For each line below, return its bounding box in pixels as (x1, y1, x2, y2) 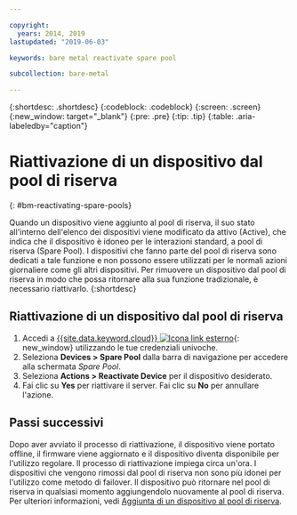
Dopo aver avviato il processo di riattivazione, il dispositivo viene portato (9, 439, 276, 449)
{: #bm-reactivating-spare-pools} (9, 200, 132, 211)
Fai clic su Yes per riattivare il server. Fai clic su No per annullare (21, 380, 260, 390)
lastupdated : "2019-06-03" (9, 37, 109, 46)
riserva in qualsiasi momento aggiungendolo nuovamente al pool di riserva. (9, 486, 285, 496)
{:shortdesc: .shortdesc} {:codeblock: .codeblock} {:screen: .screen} (9, 101, 261, 112)
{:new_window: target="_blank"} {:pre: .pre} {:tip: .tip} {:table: (9, 111, 234, 122)
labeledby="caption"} (9, 121, 88, 132)
